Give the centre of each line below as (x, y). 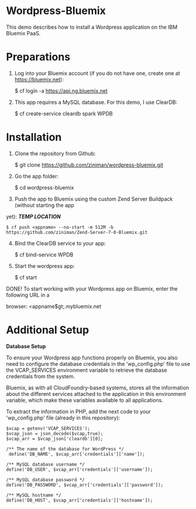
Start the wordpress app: (44, 266)
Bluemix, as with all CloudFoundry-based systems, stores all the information (97, 388)
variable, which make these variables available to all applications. (85, 400)
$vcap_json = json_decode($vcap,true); (55, 433)
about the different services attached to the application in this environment (96, 393)
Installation (34, 138)
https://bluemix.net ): (39, 79)
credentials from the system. (41, 376)
